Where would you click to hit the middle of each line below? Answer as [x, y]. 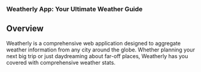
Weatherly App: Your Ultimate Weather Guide [74, 9]
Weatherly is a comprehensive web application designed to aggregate [94, 43]
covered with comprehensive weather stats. [61, 62]
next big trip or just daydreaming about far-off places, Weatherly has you [97, 56]
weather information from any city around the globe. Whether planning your [101, 50]
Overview [25, 29]
